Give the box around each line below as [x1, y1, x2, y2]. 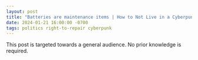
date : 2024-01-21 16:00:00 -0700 [6, 19, 88, 25]
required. [6, 48, 28, 55]
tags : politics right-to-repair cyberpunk [6, 25, 112, 31]
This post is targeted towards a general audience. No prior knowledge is [6, 41, 181, 48]
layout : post [6, 8, 38, 15]
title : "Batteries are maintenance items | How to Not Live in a [6, 14, 170, 20]
